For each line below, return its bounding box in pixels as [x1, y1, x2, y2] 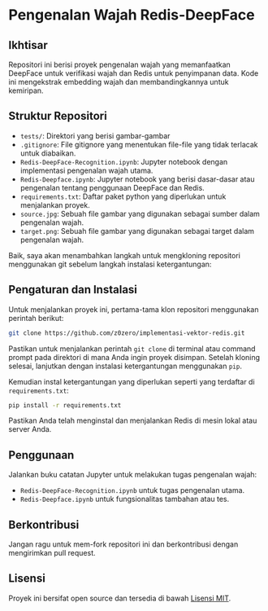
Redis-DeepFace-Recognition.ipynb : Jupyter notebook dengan [19, 156, 228, 166]
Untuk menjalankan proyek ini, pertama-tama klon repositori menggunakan [8, 304, 259, 314]
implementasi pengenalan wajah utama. [19, 165, 153, 175]
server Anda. [8, 424, 52, 434]
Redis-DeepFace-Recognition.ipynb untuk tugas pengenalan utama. [19, 486, 245, 495]
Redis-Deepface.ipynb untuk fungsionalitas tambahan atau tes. [19, 495, 230, 504]
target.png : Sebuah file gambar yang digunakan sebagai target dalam [19, 226, 254, 235]
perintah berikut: [8, 313, 64, 323]
